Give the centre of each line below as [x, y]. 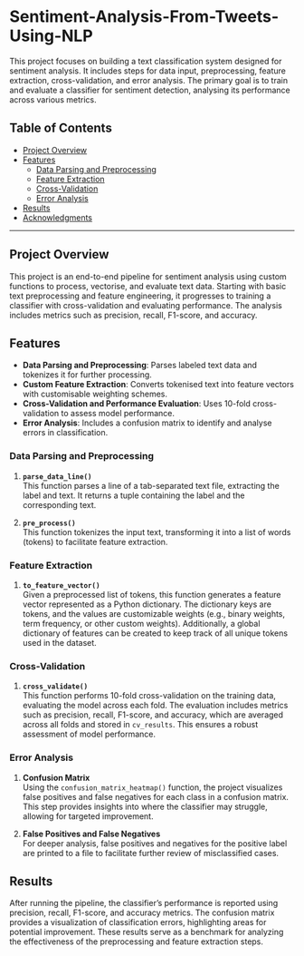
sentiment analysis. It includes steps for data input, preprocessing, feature [148, 71]
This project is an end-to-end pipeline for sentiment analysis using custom [148, 276]
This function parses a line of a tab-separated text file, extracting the [151, 485]
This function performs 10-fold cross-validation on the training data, [149, 696]
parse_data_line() [57, 477]
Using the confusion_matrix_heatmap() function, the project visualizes [152, 787]
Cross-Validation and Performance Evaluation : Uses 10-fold [137, 404]
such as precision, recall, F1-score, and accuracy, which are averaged [152, 715]
